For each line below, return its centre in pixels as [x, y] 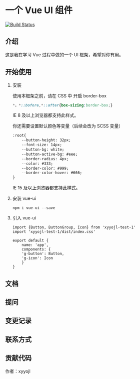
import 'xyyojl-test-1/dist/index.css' [54, 232]
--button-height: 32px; [46, 140]
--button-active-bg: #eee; [50, 154]
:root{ [19, 136]
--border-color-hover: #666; [52, 173]
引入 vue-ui [24, 218]
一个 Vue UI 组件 [39, 10]
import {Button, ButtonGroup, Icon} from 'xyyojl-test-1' [74, 227]
